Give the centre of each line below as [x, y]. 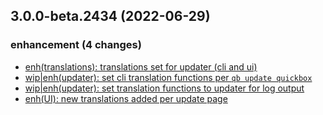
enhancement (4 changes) [76, 45]
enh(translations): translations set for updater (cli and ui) [141, 66]
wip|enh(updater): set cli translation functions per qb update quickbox [168, 77]
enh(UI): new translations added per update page [126, 98]
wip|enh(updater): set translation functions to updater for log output [164, 88]
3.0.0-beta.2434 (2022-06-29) [110, 16]
